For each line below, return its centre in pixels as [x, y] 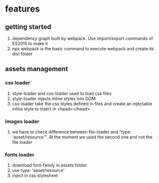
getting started [28, 27]
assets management [37, 69]
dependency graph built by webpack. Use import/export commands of [82, 38]
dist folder [22, 54]
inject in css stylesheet [35, 176]
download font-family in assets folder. [50, 165]
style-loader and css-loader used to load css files [62, 93]
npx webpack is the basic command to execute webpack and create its [83, 49]
